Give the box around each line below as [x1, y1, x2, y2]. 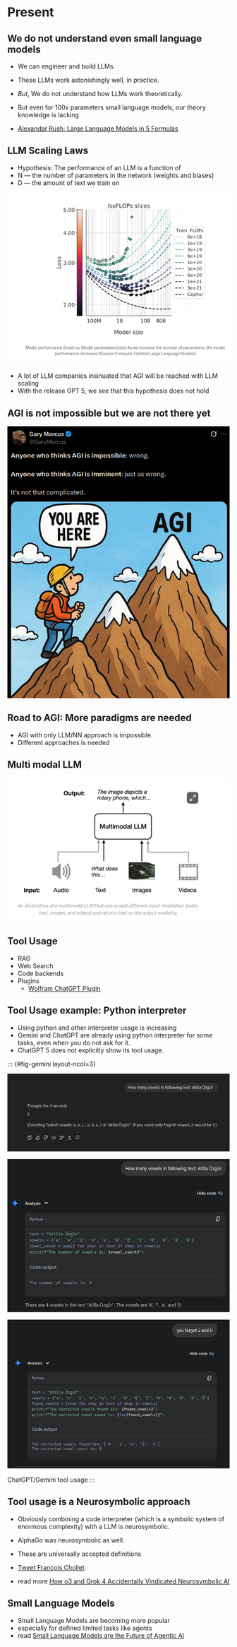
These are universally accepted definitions [17, 1550, 142, 1558]
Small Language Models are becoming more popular [17, 1616, 171, 1624]
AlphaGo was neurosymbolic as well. [17, 1535, 125, 1544]
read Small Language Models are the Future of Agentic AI [17, 1631, 185, 1639]
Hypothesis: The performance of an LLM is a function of [17, 163, 181, 172]
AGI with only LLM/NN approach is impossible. [17, 730, 153, 739]
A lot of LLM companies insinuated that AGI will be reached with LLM [17, 371, 219, 380]
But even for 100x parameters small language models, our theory [17, 103, 207, 112]
